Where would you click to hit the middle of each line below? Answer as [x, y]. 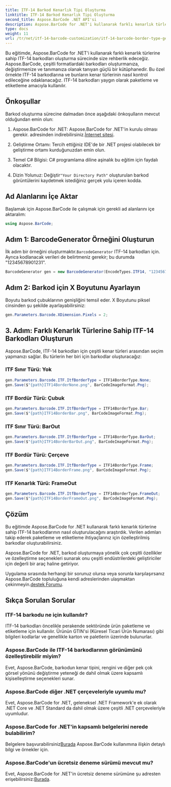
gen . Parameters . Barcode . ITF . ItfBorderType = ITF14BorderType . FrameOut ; [83, 494]
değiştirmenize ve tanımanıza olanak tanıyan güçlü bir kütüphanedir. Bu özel [85, 69]
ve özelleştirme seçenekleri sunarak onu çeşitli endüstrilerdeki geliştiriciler [83, 558]
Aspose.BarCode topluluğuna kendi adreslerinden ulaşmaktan [70, 579]
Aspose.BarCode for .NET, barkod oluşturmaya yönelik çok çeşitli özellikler [84, 553]
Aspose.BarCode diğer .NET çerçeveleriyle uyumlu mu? [76, 692]
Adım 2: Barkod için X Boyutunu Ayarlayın [73, 288]
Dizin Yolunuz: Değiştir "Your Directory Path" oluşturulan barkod [81, 175]
